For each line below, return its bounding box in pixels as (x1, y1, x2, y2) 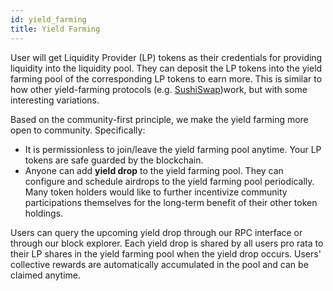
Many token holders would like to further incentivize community (24, 186, 288, 198)
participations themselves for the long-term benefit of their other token (24, 196, 318, 208)
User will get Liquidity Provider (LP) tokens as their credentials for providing (10, 51, 323, 63)
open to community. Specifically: (10, 124, 146, 136)
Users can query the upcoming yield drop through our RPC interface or (10, 226, 303, 238)
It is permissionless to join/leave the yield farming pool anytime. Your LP (24, 143, 322, 155)
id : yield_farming (10, 14, 87, 25)
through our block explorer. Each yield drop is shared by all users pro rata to (10, 237, 324, 249)
